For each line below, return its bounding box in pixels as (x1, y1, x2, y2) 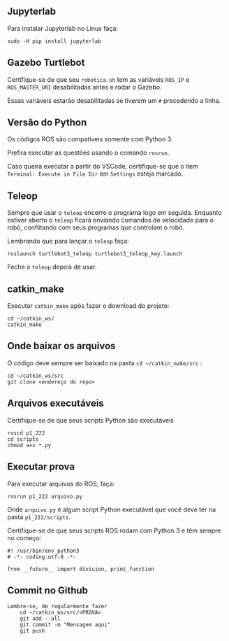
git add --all (20, 615, 61, 622)
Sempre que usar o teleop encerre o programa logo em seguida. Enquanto (7, 209, 222, 217)
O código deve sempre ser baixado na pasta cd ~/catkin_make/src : (7, 358, 202, 367)
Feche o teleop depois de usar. (7, 262, 97, 272)
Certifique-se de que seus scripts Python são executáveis (7, 416, 175, 424)
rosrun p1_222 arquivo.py (7, 493, 82, 500)
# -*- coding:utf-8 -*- (7, 553, 77, 561)
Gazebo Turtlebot (7, 57, 85, 69)
